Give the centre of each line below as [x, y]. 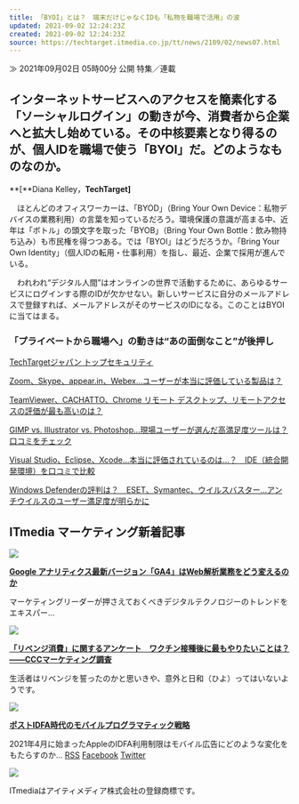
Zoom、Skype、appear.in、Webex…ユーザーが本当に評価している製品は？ [146, 381]
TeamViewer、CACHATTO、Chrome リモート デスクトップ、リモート [136, 400]
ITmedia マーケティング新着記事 [97, 531]
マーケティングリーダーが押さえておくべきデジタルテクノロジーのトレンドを [149, 602]
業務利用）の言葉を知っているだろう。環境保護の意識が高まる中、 [160, 220]
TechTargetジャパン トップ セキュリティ [81, 362]
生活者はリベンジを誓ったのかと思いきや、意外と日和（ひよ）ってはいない [145, 679]
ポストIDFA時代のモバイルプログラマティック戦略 [100, 725]
